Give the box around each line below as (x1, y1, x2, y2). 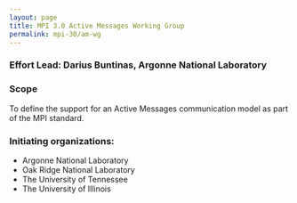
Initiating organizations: (9, 134, 115, 147)
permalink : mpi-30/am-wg (9, 29, 101, 38)
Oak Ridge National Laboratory (21, 164, 135, 175)
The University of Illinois (21, 183, 111, 194)
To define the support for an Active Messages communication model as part (9, 103, 289, 114)
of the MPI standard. (9, 112, 84, 123)
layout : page (9, 12, 58, 22)
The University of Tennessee (21, 174, 129, 184)
